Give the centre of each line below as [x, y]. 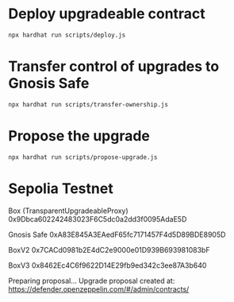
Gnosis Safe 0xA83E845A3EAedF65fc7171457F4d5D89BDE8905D [117, 234]
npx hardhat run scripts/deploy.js [67, 35]
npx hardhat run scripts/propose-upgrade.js [83, 157]
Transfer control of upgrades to [114, 66]
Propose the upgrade [79, 136]
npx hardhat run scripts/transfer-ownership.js [88, 104]
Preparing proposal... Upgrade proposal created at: [92, 281]
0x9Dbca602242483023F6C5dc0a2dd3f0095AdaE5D [98, 219]
